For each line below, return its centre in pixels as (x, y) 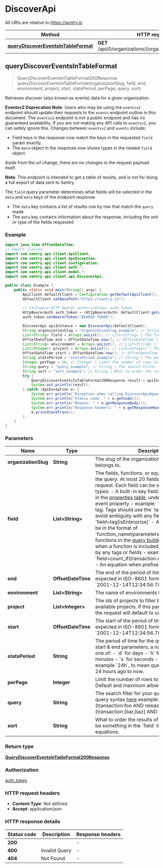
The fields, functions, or (122, 473)
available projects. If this (123, 607)
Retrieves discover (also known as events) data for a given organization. (78, 98)
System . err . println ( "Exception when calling (77, 394)
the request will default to (124, 613)
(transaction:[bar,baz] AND (126, 712)
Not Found (53, 858)
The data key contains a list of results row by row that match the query (83, 207)
